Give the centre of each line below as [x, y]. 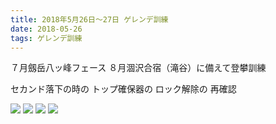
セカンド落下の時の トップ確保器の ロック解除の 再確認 [123, 89]
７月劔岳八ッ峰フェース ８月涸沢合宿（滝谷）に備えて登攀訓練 [138, 68]
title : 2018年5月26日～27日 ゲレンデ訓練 [89, 19]
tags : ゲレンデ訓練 [46, 38]
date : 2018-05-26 [46, 29]
